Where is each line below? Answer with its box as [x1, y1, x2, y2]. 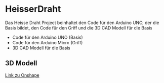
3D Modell [5, 59, 38, 67]
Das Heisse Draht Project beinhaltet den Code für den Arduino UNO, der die [5, 20, 160, 26]
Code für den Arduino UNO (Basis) [12, 34, 83, 40]
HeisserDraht [5, 3, 61, 15]
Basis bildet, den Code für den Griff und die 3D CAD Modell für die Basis [5, 25, 153, 30]
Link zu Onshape [5, 72, 40, 78]
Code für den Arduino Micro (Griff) [12, 39, 83, 45]
